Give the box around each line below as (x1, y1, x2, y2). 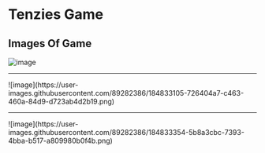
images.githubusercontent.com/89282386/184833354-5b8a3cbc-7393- (8, 128, 244, 137)
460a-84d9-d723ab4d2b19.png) (8, 97, 115, 106)
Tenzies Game (8, 5, 104, 24)
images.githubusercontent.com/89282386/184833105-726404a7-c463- (8, 89, 244, 97)
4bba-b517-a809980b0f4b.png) (8, 136, 113, 145)
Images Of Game (8, 37, 92, 50)
